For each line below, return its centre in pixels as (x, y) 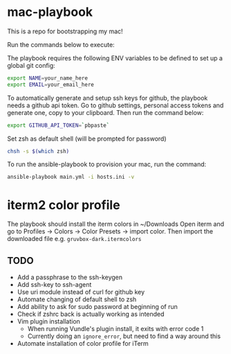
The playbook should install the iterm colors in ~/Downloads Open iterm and (116, 224)
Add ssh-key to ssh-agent (54, 285)
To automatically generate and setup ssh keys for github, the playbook (108, 98)
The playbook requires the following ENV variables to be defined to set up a (115, 58)
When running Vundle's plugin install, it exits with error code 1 (115, 329)
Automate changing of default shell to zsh (77, 299)
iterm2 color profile (64, 205)
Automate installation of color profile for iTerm (83, 344)
